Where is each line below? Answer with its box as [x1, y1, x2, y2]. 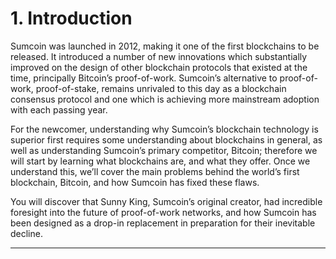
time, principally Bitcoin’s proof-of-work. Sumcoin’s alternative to [10, 72, 278, 84]
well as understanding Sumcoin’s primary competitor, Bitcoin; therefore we [10, 144, 318, 156]
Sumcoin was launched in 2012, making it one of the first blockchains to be [10, 40, 320, 52]
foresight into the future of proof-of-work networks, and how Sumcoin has [10, 206, 317, 218]
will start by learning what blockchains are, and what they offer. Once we [10, 155, 311, 167]
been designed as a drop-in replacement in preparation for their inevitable [10, 217, 316, 229]
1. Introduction [10, 7, 133, 30]
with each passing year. [10, 103, 108, 116]
